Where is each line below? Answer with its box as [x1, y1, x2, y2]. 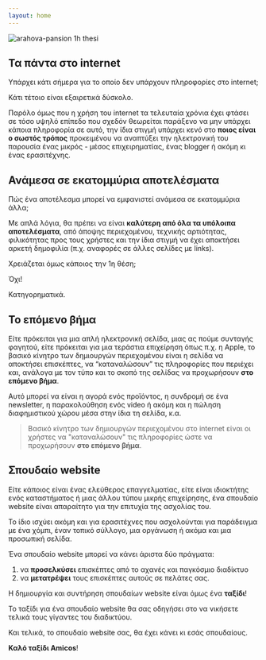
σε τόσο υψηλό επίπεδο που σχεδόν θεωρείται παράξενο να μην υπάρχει [8, 117, 251, 126]
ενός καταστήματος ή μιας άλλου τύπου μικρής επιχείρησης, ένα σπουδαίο [8, 493, 259, 503]
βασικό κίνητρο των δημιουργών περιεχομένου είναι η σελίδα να [8, 351, 224, 361]
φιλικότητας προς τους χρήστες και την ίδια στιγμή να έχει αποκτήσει [8, 235, 240, 245]
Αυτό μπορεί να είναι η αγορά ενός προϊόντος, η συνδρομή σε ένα [8, 392, 229, 401]
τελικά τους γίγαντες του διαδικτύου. [8, 612, 133, 622]
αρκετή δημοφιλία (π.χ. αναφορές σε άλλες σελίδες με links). [8, 244, 214, 253]
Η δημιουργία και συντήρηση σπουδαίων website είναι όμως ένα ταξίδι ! [8, 589, 248, 598]
